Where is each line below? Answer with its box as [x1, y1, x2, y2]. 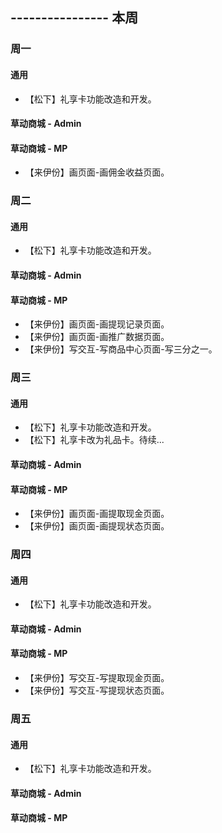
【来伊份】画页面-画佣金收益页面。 [24, 166, 170, 178]
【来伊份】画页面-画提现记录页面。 [24, 318, 170, 330]
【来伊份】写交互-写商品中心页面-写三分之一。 [24, 343, 218, 355]
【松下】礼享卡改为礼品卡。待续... [24, 434, 165, 446]
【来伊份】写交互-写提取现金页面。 [24, 672, 170, 684]
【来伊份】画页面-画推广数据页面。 [24, 331, 170, 343]
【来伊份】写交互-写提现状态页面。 [24, 684, 170, 697]
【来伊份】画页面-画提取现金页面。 [24, 508, 170, 520]
